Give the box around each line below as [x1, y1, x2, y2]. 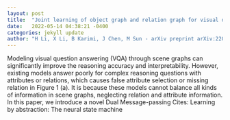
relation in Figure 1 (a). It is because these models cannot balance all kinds [7, 84, 217, 92]
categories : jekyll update [7, 29, 84, 36]
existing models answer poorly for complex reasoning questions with [7, 69, 202, 77]
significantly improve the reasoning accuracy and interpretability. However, [7, 62, 219, 70]
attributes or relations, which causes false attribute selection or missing [7, 76, 209, 84]
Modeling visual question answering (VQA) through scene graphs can [7, 54, 203, 62]
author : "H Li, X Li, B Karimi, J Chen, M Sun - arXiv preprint [7, 36, 194, 43]
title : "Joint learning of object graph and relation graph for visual [7, 16, 219, 23]
